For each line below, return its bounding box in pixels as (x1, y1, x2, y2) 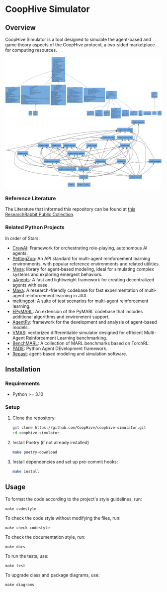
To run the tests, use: (5, 553, 49, 559)
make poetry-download (12, 450, 57, 455)
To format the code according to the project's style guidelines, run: (5, 496, 143, 502)
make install (12, 469, 40, 474)
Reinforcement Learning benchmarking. (25, 335, 108, 341)
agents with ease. (12, 282, 49, 288)
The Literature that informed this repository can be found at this (5, 206, 136, 212)
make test (5, 563, 26, 568)
